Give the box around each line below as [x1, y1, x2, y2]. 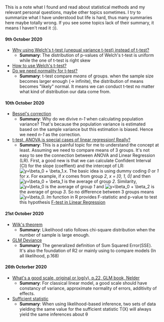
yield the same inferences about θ [19, 311, 88, 317]
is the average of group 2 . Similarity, [64, 178, 137, 184]
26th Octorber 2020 [5, 264, 47, 270]
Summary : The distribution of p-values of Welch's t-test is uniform [19, 52, 154, 58]
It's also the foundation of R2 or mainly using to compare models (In [19, 248, 156, 253]
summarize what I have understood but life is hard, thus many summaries [5, 15, 152, 20]
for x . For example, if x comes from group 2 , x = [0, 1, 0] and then [19, 173, 151, 179]
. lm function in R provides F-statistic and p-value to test [44, 194, 157, 200]
